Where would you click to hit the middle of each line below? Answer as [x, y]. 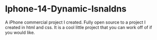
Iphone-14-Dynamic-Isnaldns [66, 9]
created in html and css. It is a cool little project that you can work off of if [78, 27]
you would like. [20, 32]
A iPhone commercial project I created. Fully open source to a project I [75, 22]
